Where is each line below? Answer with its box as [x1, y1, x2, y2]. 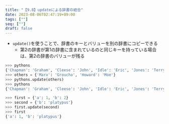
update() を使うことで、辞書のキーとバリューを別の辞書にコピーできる [12, 41, 158, 47]
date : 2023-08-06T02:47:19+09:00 [5, 12, 75, 17]
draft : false [5, 26, 33, 31]
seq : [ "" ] [5, 21, 26, 27]
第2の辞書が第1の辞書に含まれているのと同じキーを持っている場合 [20, 47, 157, 53]
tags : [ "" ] [5, 17, 28, 22]
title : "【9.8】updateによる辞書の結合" [5, 7, 83, 13]
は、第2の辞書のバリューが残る [20, 53, 85, 59]
